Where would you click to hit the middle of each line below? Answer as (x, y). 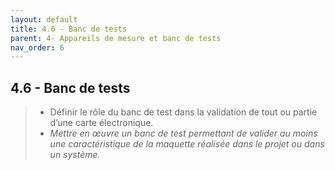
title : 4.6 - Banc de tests (69, 29)
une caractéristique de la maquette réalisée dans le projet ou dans (187, 144)
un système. (75, 155)
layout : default (44, 19)
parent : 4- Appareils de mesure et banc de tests (116, 38)
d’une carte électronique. (101, 123)
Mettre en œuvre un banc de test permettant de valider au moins (183, 133)
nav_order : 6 (37, 47)
